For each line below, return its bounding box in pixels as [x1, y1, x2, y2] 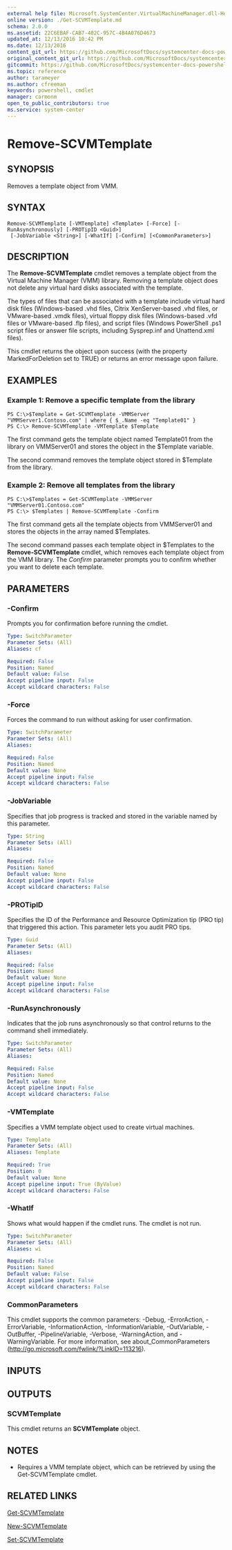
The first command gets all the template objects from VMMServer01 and [7, 520, 213, 529]
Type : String [7, 832, 45, 839]
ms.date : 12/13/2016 [7, 42, 67, 49]
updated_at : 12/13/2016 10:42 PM [7, 36, 104, 43]
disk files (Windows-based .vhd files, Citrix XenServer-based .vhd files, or [7, 304, 219, 313]
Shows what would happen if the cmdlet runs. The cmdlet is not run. [7, 1219, 202, 1227]
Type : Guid [7, 936, 39, 943]
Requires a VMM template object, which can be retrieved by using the [17, 1463, 216, 1471]
